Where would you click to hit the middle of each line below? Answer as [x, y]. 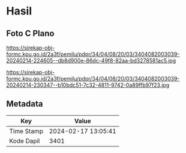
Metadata [25, 104]
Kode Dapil [25, 141]
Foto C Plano [30, 33]
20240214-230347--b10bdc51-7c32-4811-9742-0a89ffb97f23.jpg [88, 85]
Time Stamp [26, 131]
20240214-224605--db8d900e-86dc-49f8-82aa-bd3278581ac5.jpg [91, 61]
